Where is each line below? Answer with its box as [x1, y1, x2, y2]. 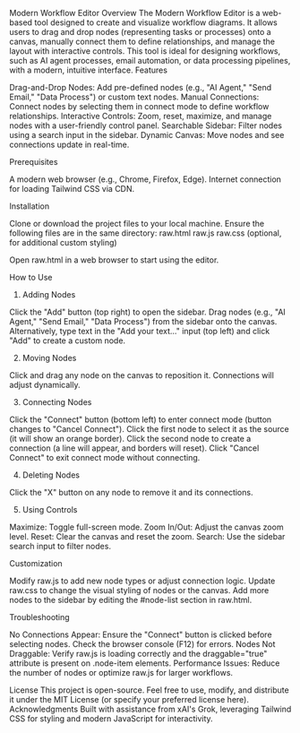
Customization [9, 558, 63, 568]
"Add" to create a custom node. [9, 335, 126, 346]
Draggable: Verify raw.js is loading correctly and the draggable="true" [9, 649, 268, 659]
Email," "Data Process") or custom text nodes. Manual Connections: [9, 91, 260, 102]
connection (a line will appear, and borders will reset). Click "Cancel [9, 443, 260, 453]
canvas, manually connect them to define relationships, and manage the [9, 36, 276, 47]
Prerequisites [9, 157, 58, 167]
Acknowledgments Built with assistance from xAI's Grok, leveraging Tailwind [9, 703, 292, 714]
